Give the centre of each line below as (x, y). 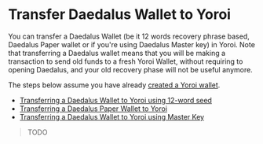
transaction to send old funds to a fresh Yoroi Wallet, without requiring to (126, 61)
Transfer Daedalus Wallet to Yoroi (120, 15)
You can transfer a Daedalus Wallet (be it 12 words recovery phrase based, (129, 36)
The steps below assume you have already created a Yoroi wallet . (114, 85)
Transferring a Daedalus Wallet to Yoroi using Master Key (112, 116)
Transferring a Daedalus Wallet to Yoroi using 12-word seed (115, 100)
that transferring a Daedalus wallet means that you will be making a (117, 53)
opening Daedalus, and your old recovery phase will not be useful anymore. (130, 69)
